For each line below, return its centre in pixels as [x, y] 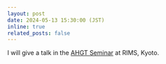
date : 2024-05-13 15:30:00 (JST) [56, 20]
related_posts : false [39, 33]
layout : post [26, 14]
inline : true [26, 26]
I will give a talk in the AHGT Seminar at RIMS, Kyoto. [83, 53]
